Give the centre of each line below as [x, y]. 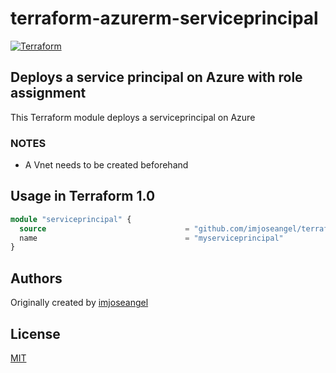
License [35, 333]
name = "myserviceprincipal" [151, 238]
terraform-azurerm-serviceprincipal [164, 18]
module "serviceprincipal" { [71, 219]
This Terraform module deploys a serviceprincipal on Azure [133, 117]
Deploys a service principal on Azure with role [156, 77]
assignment [48, 93]
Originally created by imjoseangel [79, 303]
